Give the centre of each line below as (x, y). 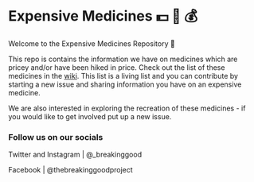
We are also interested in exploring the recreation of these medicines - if (127, 108)
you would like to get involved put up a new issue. (90, 116)
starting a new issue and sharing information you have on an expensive (125, 84)
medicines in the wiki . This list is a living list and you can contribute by (123, 76)
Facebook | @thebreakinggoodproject (70, 170)
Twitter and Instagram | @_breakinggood (75, 155)
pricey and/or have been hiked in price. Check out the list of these (117, 67)
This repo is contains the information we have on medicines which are (123, 59)
